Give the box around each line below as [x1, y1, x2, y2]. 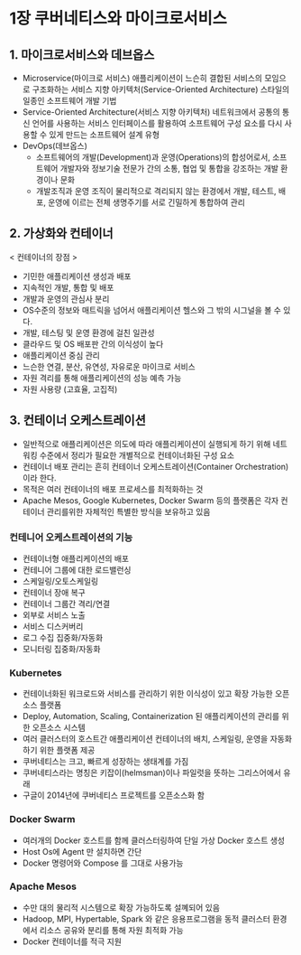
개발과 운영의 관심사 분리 [22, 293, 110, 304]
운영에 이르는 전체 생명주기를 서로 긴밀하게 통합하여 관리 [48, 197, 246, 208]
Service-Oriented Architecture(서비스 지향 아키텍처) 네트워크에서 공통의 [22, 107, 281, 117]
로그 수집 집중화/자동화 [22, 632, 104, 642]
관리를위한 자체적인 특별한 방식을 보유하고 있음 [46, 506, 211, 517]
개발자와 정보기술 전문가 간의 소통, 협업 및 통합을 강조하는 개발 [59, 164, 279, 173]
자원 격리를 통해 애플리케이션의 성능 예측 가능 [22, 372, 182, 383]
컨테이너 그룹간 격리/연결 [22, 598, 111, 609]
